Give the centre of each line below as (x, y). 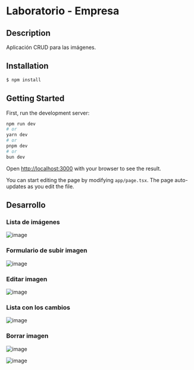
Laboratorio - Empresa (63, 11)
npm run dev (21, 124)
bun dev (16, 157)
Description (28, 33)
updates (16, 186)
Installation (27, 66)
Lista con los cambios (38, 307)
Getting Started (35, 99)
